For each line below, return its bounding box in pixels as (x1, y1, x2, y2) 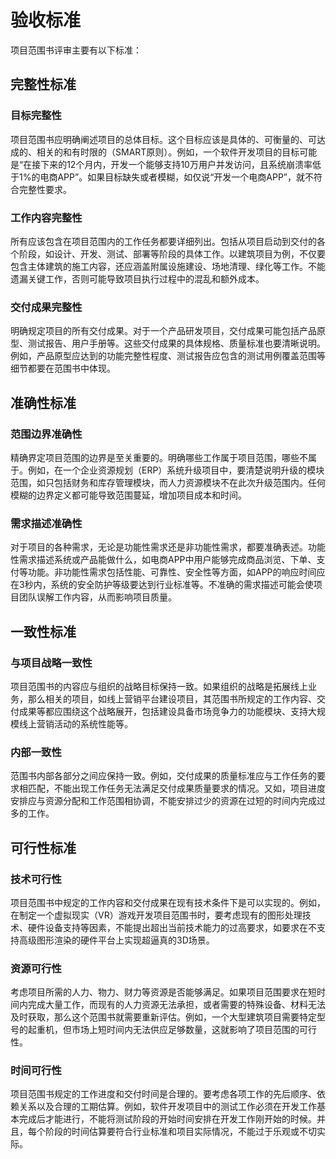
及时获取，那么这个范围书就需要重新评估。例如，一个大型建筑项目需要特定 (10, 1011, 317, 1023)
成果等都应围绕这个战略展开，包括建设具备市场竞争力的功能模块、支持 (18, 705, 308, 717)
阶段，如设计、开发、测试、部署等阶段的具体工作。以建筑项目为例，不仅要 (18, 247, 326, 260)
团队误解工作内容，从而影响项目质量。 (18, 591, 177, 603)
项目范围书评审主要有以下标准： (10, 44, 142, 56)
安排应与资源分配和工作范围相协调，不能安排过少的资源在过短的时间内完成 (10, 795, 317, 807)
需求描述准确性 (10, 516, 83, 530)
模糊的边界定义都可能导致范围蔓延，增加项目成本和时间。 (10, 489, 247, 501)
